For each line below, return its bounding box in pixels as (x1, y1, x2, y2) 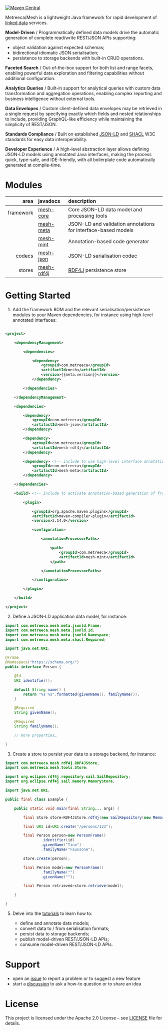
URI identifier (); (14, 678, 52, 683)
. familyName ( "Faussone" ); (40, 847, 95, 852)
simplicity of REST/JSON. (5, 122, 57, 127)
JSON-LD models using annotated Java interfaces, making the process (5, 152, 152, 157)
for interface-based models (68, 227, 134, 234)
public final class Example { (5, 797, 68, 802)
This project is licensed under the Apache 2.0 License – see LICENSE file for (5, 1014, 162, 1020)
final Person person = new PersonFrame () (23, 833, 106, 838)
